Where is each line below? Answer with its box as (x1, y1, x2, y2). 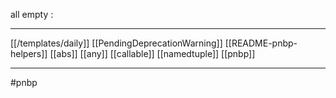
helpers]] (10, 48, 48, 59)
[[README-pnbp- (224, 37, 298, 49)
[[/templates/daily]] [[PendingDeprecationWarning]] (10, 37, 223, 49)
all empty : (10, 9, 54, 20)
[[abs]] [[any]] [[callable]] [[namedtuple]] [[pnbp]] (49, 48, 256, 59)
